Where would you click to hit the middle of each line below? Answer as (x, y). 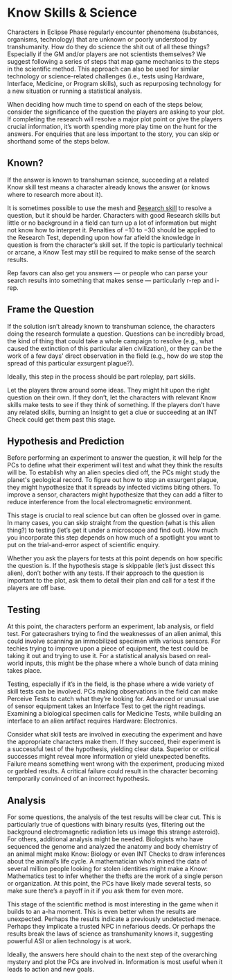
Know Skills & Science (72, 13)
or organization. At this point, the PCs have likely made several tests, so (109, 883)
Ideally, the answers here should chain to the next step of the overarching (112, 954)
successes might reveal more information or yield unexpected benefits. (109, 757)
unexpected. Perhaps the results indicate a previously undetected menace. (114, 919)
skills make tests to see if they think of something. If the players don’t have (114, 404)
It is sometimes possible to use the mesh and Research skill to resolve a (110, 208)
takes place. (25, 671)
